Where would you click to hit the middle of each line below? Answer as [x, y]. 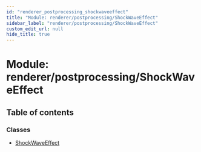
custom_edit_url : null [35, 29]
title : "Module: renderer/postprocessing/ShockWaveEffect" [82, 18]
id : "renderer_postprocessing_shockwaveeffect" [68, 12]
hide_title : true [28, 35]
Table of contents [40, 112]
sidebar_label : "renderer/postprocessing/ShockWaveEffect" [82, 23]
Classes [18, 130]
